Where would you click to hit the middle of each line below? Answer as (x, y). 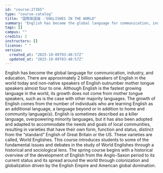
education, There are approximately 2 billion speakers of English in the (75, 78)
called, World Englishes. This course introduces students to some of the (77, 140)
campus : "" (16, 32)
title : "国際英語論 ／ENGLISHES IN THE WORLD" (51, 18)
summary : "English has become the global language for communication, (78, 23)
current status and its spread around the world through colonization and (77, 160)
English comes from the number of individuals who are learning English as (79, 104)
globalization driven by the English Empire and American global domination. (81, 166)
